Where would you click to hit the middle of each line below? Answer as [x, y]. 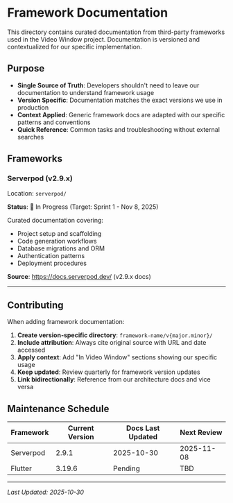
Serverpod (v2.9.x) [40, 178]
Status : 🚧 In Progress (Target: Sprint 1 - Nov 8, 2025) [83, 207]
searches [31, 137]
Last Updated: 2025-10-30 [46, 492]
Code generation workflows [57, 241]
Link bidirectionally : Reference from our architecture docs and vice [114, 380]
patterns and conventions [54, 122]
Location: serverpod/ [37, 194]
